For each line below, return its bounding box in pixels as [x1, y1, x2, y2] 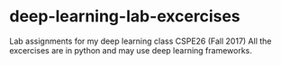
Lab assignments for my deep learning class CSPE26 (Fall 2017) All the [9, 36, 272, 46]
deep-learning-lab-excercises [9, 6, 240, 27]
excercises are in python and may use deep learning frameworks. [9, 45, 252, 55]
